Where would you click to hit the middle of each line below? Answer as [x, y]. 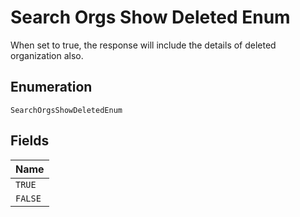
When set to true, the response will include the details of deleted [143, 45]
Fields [30, 141]
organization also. [47, 55]
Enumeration [51, 87]
